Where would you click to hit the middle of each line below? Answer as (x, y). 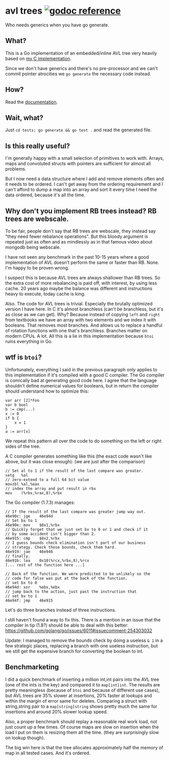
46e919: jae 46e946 (29, 551)
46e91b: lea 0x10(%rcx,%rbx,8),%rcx (47, 561)
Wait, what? (25, 117)
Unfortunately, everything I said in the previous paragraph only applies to (81, 369)
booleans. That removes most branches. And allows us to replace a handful (84, 325)
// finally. (18, 556)
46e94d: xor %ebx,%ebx (32, 587)
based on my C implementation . (38, 58)
